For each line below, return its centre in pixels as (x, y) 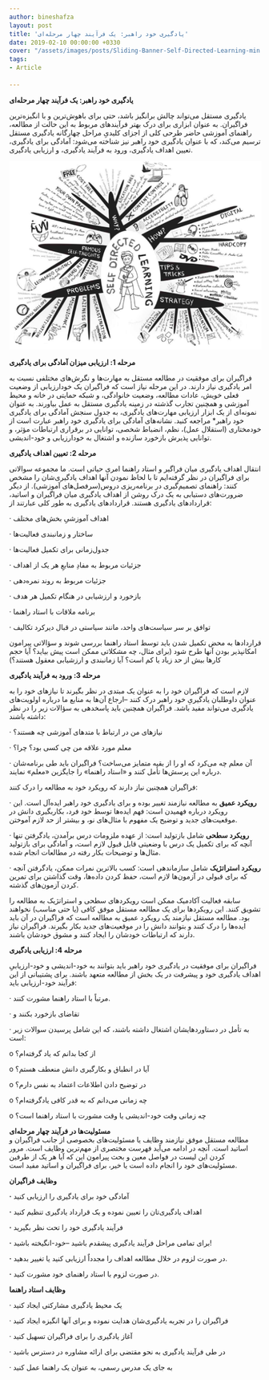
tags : (18, 59)
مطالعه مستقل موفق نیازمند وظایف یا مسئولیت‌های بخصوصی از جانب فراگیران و (129, 1139)
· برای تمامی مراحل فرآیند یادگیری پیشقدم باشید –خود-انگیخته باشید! (110, 1243)
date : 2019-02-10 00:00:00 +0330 (65, 43)
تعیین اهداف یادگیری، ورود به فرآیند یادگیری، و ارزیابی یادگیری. (101, 149)
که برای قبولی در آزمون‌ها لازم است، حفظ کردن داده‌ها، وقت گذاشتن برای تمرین (128, 876)
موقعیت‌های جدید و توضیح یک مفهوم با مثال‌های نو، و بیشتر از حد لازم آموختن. (123, 819)
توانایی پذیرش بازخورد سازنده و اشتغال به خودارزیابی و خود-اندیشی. (110, 437)
